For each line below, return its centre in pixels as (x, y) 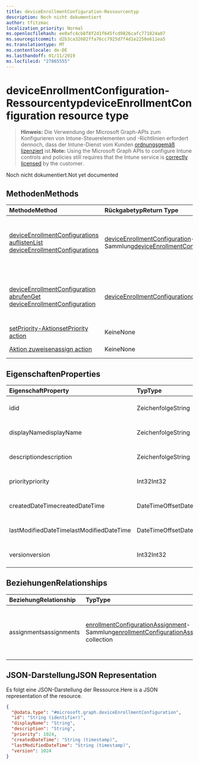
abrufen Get (25, 297)
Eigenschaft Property (39, 390)
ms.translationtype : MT (36, 45)
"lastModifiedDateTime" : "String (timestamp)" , (71, 745)
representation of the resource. (44, 696)
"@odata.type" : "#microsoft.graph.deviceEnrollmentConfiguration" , (97, 712)
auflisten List (26, 242)
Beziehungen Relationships (57, 583)
